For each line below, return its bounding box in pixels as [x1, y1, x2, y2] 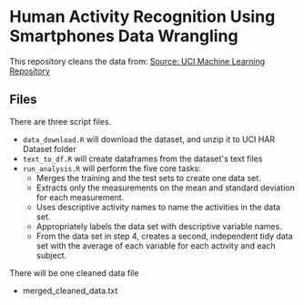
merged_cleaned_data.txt [22, 285, 118, 296]
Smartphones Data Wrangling [9, 25, 238, 46]
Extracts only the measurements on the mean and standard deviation [35, 182, 296, 193]
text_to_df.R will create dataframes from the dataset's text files [22, 153, 263, 164]
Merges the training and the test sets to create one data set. [35, 172, 261, 183]
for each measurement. [35, 191, 125, 202]
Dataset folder [22, 143, 76, 154]
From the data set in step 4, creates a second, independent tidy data [35, 230, 293, 241]
